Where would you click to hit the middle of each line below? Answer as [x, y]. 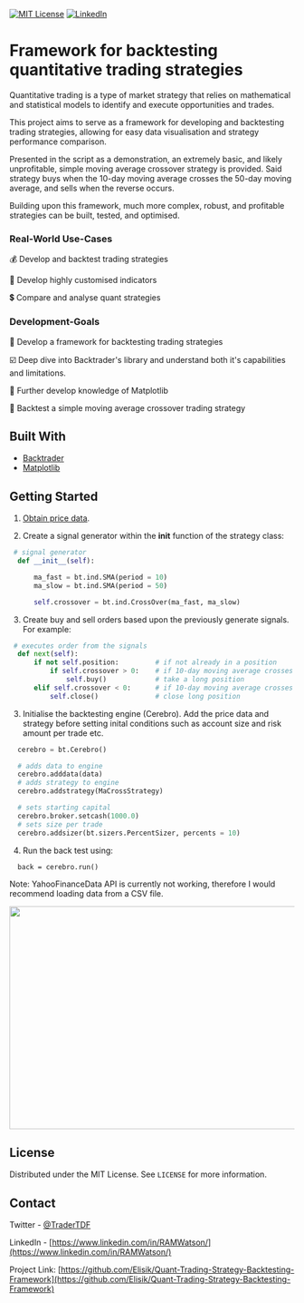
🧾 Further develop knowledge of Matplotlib [89, 390]
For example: [47, 629]
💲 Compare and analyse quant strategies [85, 298]
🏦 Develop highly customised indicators [83, 280]
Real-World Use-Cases [61, 239]
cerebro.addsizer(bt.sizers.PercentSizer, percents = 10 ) [129, 833]
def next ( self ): [48, 654]
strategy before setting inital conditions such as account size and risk [152, 723]
